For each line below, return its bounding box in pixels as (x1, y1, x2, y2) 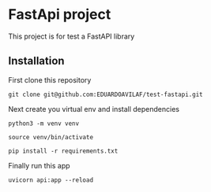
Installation (8, 54, 65, 68)
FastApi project (8, 6, 111, 24)
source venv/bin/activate (8, 133, 93, 141)
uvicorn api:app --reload (8, 175, 93, 184)
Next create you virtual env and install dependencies (8, 104, 180, 113)
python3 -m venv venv (8, 120, 80, 127)
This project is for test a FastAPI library (8, 31, 135, 41)
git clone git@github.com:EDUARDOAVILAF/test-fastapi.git (8, 90, 203, 98)
